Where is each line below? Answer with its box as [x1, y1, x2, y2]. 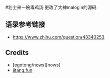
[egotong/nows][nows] [12, 61, 61, 67]
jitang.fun [12, 67, 33, 73]
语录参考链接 [5, 20, 45, 29]
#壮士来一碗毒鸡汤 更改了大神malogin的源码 [5, 4, 97, 10]
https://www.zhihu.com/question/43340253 [12, 34, 105, 40]
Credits [5, 48, 29, 57]
